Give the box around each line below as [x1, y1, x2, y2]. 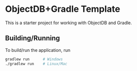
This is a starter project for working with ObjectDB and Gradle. [5, 20, 132, 26]
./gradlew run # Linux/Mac [5, 61, 68, 66]
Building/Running [5, 34, 60, 42]
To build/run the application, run [5, 47, 71, 53]
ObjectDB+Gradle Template [5, 3, 120, 15]
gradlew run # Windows [5, 57, 63, 62]
